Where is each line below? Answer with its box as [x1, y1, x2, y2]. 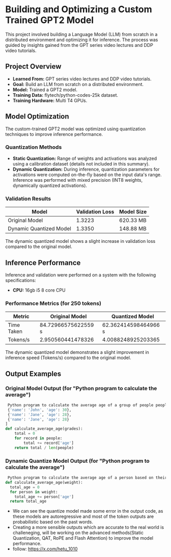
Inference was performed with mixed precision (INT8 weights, [12, 177, 143, 183]
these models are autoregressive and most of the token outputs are [12, 513, 154, 520]
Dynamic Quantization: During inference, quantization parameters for [12, 166, 160, 172]
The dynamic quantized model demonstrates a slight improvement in [5, 349, 149, 355]
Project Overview [5, 62, 62, 71]
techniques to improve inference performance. [5, 131, 103, 137]
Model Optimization [5, 112, 70, 121]
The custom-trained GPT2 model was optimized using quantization [5, 126, 146, 132]
